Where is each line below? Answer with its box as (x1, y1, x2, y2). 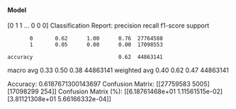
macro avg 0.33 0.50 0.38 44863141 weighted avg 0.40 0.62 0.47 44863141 (7, 66, 229, 74)
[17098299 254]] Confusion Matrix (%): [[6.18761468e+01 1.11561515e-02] (7, 87, 223, 96)
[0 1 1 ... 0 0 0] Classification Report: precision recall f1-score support (7, 21, 210, 30)
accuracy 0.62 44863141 (7, 54, 163, 61)
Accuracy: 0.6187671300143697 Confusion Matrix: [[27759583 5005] (7, 80, 210, 88)
